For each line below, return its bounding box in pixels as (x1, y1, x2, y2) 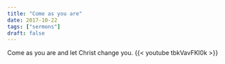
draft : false (7, 29, 45, 37)
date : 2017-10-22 (7, 17, 58, 24)
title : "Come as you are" (7, 10, 82, 17)
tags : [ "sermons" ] (7, 23, 61, 30)
